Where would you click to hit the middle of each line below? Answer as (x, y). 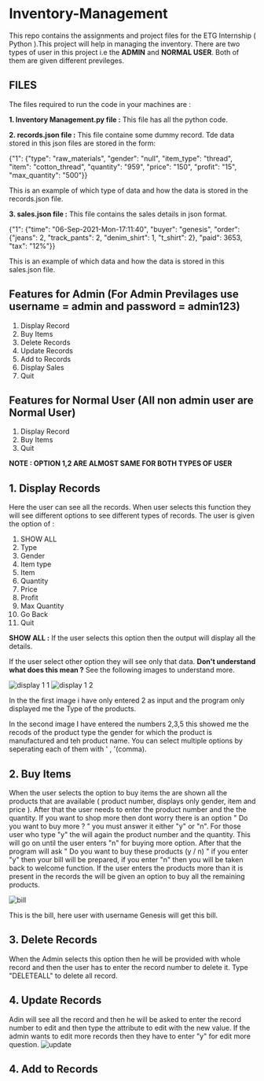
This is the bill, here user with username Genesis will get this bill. (114, 915)
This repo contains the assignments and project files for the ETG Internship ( (132, 35)
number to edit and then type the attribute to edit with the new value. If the (130, 1028)
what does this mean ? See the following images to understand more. (122, 670)
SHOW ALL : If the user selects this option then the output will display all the (132, 638)
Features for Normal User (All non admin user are (131, 400)
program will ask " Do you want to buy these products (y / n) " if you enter (128, 851)
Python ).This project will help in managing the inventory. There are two (125, 43)
